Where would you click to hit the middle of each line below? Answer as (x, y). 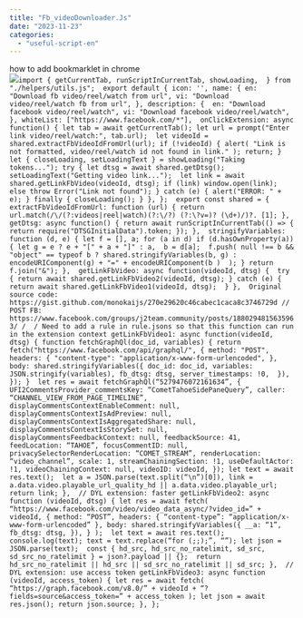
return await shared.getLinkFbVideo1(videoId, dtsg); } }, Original (146, 287)
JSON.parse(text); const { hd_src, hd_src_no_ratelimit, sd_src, (137, 549)
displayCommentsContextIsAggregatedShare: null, (103, 422)
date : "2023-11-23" (46, 26)
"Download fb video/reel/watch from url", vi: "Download (119, 96)
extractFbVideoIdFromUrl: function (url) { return (107, 208)
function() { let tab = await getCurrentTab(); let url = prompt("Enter (150, 128)
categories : (32, 34)
